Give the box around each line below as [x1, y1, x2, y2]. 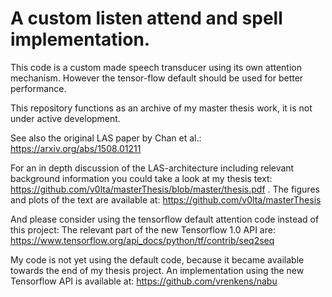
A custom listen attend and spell [10, 7, 283, 30]
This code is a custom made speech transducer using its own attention [10, 61, 302, 73]
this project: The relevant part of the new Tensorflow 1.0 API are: [10, 223, 276, 236]
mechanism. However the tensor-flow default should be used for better [10, 72, 304, 84]
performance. [10, 82, 67, 94]
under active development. [10, 112, 121, 124]
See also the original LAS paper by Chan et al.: [10, 132, 202, 144]
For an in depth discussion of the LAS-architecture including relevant [10, 162, 295, 174]
